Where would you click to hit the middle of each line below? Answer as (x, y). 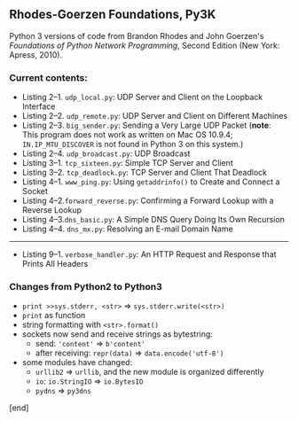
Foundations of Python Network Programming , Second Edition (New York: (145, 45)
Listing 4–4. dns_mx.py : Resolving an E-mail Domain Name (127, 229)
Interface (39, 106)
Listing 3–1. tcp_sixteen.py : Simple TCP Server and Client (127, 163)
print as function (54, 316)
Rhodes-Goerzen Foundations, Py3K (113, 15)
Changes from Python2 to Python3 (86, 287)
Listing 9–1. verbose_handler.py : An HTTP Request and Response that (149, 254)
